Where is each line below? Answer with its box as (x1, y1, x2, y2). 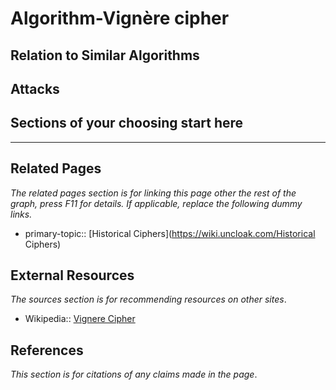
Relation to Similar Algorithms (10, 47, 200, 64)
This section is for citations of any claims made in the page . (10, 368, 258, 381)
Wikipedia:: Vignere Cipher (24, 313, 136, 325)
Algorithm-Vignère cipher (10, 7, 230, 30)
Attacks (10, 80, 60, 97)
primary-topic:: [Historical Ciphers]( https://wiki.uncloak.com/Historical (24, 227, 316, 239)
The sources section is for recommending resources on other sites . (10, 293, 287, 306)
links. (10, 208, 33, 220)
